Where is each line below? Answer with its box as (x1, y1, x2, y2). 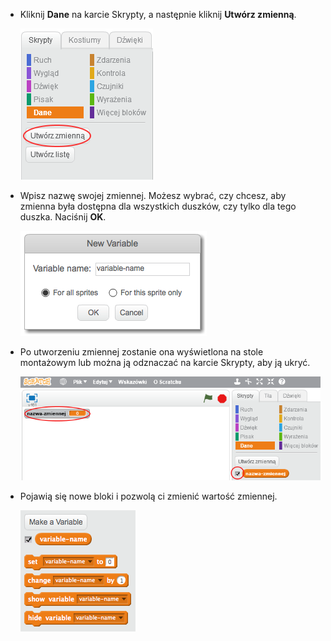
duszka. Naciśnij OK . (19, 211, 107, 223)
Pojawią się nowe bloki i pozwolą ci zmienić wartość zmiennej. (19, 490, 278, 503)
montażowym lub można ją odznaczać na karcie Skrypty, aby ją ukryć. (19, 357, 311, 368)
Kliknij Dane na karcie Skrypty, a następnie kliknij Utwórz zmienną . (19, 9, 297, 20)
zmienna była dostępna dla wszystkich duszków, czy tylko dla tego (19, 200, 297, 212)
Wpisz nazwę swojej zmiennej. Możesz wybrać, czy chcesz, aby (19, 190, 287, 201)
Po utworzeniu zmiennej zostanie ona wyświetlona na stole (19, 346, 264, 358)
